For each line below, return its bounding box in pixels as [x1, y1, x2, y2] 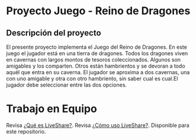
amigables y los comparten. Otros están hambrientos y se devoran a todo [6, 62, 185, 69]
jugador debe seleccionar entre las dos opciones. [6, 81, 127, 88]
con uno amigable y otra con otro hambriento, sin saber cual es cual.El [6, 75, 178, 82]
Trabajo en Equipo [6, 102, 98, 116]
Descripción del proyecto [6, 28, 102, 38]
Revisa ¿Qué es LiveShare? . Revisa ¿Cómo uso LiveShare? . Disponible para [6, 122, 189, 129]
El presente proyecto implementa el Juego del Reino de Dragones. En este [6, 43, 188, 50]
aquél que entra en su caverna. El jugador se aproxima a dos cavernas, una [6, 69, 190, 75]
